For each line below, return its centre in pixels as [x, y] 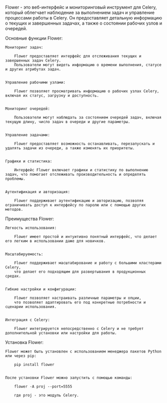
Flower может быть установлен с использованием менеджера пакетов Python [83, 351]
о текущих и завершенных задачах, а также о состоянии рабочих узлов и [84, 23]
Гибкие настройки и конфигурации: [41, 289]
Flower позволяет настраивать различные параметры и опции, [78, 298]
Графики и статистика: [29, 161]
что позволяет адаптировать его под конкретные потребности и [80, 302]
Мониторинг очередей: [28, 109]
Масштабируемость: [24, 254]
